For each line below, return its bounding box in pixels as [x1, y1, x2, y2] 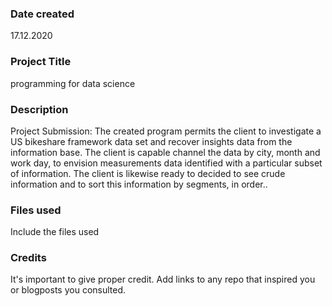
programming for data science [10, 77, 136, 89]
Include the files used [10, 226, 100, 238]
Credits [10, 251, 47, 265]
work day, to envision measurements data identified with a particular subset [10, 157, 323, 169]
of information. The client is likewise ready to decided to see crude [10, 167, 286, 179]
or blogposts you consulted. [10, 284, 127, 296]
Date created [10, 7, 75, 21]
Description [10, 102, 69, 116]
